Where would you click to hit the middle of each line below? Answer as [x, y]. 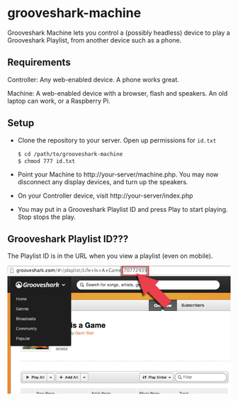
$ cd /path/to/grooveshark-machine [70, 154]
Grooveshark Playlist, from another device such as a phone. [95, 40]
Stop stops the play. [47, 217]
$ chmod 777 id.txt [46, 161]
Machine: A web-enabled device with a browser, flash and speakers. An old [118, 93]
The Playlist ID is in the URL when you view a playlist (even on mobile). [110, 256]
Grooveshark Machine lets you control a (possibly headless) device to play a [119, 33]
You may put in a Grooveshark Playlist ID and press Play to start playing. [123, 209]
